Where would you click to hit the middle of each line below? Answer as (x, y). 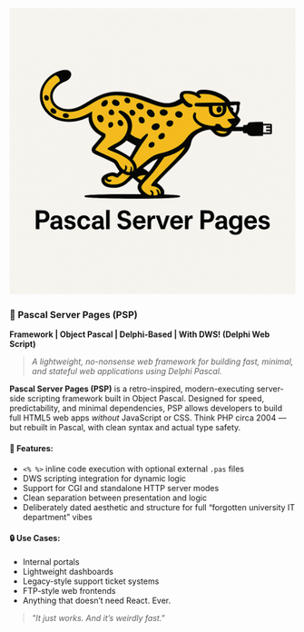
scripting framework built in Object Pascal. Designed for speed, (146, 399)
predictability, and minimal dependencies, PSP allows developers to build (146, 409)
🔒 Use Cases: (35, 538)
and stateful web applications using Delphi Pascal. (127, 371)
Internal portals (51, 561)
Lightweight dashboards (68, 571)
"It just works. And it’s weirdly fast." (98, 617)
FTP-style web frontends (69, 590)
